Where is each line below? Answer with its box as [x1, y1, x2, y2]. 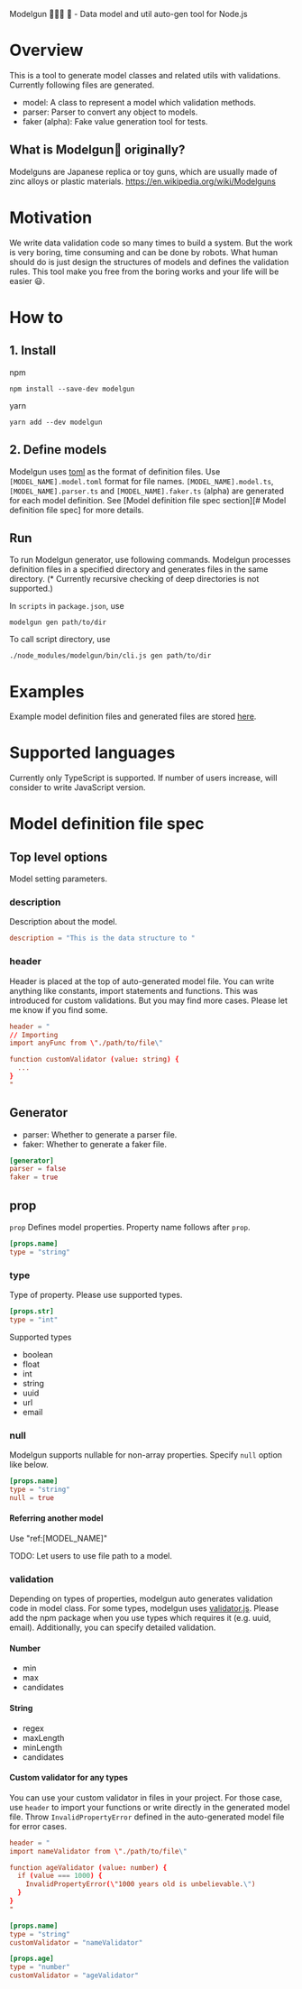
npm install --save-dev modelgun [9, 384, 135, 393]
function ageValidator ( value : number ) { [9, 1863, 168, 1872]
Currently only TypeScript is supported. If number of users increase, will [9, 772, 278, 784]
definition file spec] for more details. [9, 504, 144, 515]
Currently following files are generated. [9, 79, 155, 90]
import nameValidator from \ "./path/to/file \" [9, 1846, 188, 1855]
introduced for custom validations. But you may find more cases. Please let [9, 995, 288, 1006]
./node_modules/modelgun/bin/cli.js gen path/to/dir [9, 651, 212, 660]
